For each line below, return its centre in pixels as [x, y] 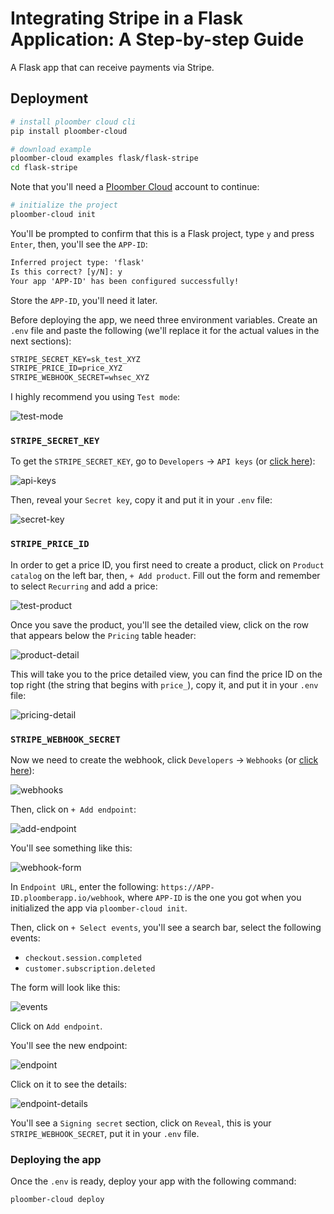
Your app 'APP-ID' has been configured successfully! [125, 281]
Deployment [49, 98]
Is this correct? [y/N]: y [66, 272]
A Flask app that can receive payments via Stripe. [112, 67]
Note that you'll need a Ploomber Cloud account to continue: [135, 187]
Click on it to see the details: [68, 1084]
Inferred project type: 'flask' [77, 262]
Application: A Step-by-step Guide [157, 39]
